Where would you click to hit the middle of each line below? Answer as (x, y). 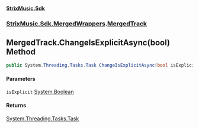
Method (21, 52)
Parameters (21, 78)
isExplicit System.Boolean (40, 92)
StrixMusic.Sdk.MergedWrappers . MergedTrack (76, 24)
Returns (16, 105)
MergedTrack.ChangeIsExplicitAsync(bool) (88, 42)
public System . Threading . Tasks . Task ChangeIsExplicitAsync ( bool (87, 65)
